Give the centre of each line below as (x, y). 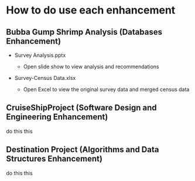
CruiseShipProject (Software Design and (81, 108)
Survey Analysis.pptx (40, 55)
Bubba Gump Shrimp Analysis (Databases (84, 32)
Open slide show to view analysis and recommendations (91, 66)
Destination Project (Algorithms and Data (83, 150)
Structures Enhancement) (54, 159)
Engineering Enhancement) (57, 117)
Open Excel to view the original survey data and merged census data (106, 89)
